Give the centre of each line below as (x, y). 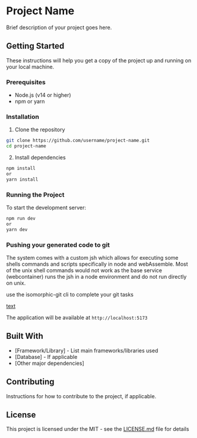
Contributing (30, 382)
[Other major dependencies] (49, 363)
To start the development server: (46, 208)
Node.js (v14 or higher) (43, 95)
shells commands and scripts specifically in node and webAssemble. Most (97, 264)
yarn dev (17, 229)
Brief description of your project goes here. (59, 27)
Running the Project (35, 194)
